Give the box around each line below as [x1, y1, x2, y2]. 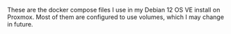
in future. [7, 20, 33, 28]
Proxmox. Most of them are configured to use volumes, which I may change [7, 13, 225, 21]
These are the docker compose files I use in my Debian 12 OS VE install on [7, 6, 221, 14]
